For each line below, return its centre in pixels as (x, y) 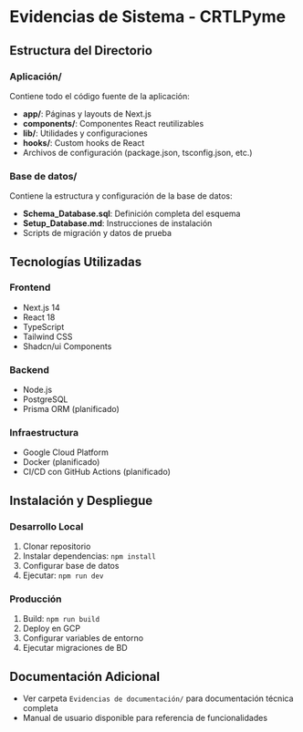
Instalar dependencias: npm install (89, 556)
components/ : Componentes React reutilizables (113, 123)
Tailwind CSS (47, 336)
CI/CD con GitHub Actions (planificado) (97, 472)
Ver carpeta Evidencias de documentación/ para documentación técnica (158, 698)
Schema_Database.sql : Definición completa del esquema (131, 214)
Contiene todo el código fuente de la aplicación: (99, 96)
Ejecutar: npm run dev (63, 575)
